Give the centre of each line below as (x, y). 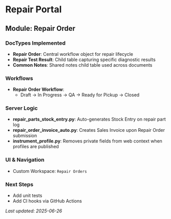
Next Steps (19, 184)
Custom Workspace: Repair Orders (50, 171)
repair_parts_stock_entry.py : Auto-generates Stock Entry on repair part (89, 120)
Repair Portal (34, 9)
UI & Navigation (25, 160)
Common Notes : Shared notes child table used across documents (82, 65)
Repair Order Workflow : (38, 89)
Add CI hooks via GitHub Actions (47, 201)
